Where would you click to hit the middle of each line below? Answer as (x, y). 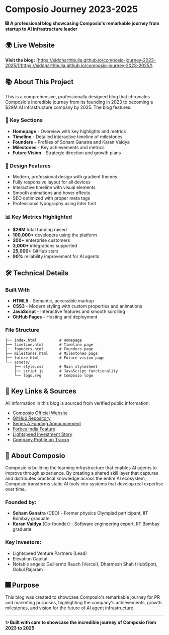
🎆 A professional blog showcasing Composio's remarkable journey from (82, 23)
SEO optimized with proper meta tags (51, 198)
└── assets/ (18, 362)
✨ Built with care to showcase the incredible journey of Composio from (81, 622)
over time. (16, 489)
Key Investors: (23, 542)
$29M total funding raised (39, 230)
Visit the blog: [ (22, 60)
